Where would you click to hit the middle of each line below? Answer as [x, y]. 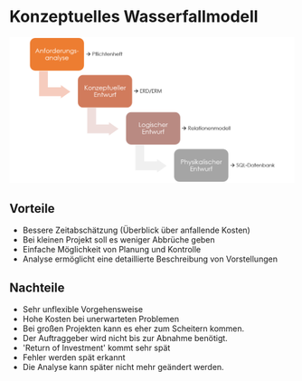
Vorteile [33, 209]
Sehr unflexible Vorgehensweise [83, 309]
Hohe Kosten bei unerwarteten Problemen [101, 319]
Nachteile [37, 287]
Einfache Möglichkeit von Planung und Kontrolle [112, 250]
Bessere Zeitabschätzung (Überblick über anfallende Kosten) [136, 230]
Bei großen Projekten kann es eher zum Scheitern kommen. [133, 329]
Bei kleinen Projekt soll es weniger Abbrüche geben [118, 240]
